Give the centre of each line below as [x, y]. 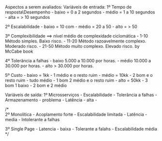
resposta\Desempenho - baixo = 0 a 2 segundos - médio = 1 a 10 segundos [80, 12]
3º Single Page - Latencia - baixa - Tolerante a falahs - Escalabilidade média [81, 129]
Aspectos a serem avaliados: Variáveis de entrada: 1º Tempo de [68, 7]
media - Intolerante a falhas [32, 120]
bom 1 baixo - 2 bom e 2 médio [36, 85]
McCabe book [19, 51]
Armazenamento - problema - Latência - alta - [51, 100]
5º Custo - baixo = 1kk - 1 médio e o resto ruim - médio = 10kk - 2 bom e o [79, 75]
